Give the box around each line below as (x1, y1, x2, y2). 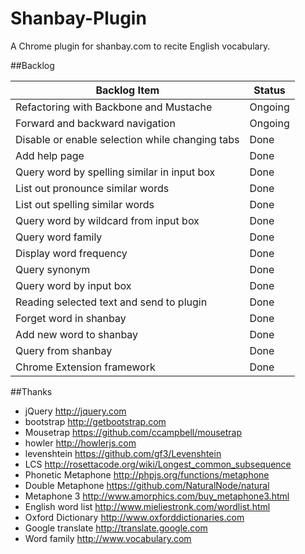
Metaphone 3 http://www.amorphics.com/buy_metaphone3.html (24, 490, 290, 502)
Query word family (15, 230, 103, 244)
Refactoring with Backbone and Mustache (15, 100, 213, 114)
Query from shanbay (15, 343, 113, 357)
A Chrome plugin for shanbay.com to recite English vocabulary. (10, 40, 271, 52)
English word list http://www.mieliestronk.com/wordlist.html (24, 500, 271, 512)
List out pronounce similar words (15, 181, 170, 195)
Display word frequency (15, 246, 128, 260)
